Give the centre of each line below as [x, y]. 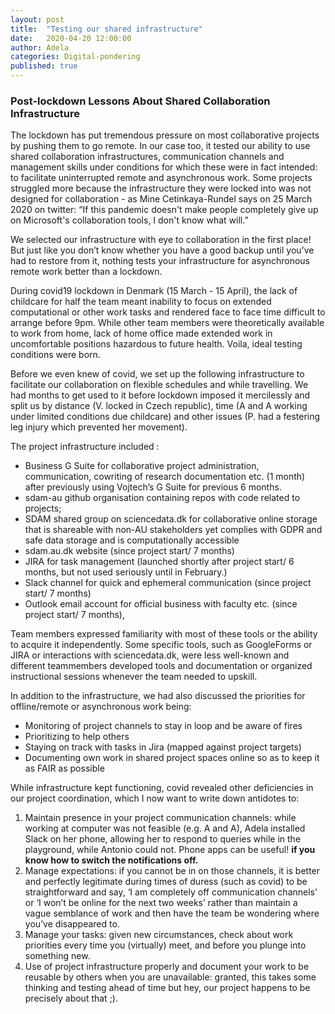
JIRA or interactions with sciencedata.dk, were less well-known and [150, 655]
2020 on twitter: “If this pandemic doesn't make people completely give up [164, 210]
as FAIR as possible [64, 768]
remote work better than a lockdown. [86, 272]
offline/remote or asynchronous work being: [101, 707]
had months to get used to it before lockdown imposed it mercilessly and [160, 395]
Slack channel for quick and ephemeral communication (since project [168, 583]
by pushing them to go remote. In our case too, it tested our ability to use [160, 146]
